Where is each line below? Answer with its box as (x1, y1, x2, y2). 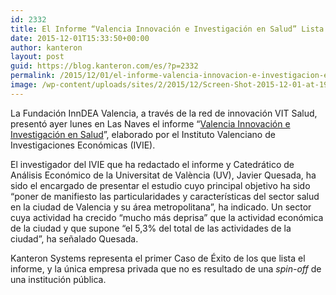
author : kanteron (10, 42, 83, 53)
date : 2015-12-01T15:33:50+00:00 (10, 33, 150, 43)
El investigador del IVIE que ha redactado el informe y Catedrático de (10, 158, 295, 170)
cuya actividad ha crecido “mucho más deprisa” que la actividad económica (10, 211, 324, 223)
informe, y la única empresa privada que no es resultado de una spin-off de (10, 262, 322, 275)
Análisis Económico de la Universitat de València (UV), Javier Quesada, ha (10, 169, 317, 181)
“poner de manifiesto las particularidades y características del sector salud (10, 190, 320, 202)
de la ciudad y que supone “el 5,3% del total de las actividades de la (10, 222, 292, 234)
